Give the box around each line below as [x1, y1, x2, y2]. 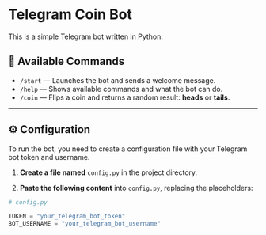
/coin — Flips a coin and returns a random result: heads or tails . [19, 93, 230, 102]
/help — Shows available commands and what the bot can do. [19, 84, 223, 93]
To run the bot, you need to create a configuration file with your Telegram [8, 144, 248, 154]
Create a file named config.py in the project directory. [19, 168, 198, 177]
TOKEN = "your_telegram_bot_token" [8, 212, 126, 221]
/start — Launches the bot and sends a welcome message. [19, 75, 216, 85]
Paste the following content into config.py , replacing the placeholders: [19, 183, 253, 192]
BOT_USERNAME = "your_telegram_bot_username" [8, 220, 161, 228]
